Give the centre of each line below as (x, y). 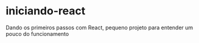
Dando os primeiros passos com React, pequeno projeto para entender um (100, 27)
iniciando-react (46, 11)
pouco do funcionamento (37, 33)
